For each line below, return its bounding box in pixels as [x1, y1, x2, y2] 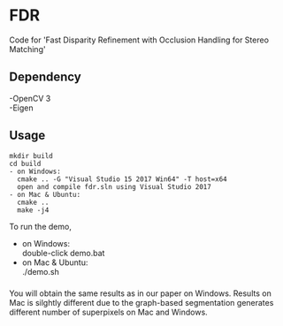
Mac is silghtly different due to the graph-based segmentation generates [9, 298, 274, 308]
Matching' [9, 43, 46, 54]
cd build [9, 159, 42, 168]
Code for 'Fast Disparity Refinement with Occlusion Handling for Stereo [9, 34, 270, 45]
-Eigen [9, 102, 34, 113]
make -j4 [17, 205, 50, 215]
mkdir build [9, 151, 53, 160]
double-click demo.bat [21, 247, 105, 258]
